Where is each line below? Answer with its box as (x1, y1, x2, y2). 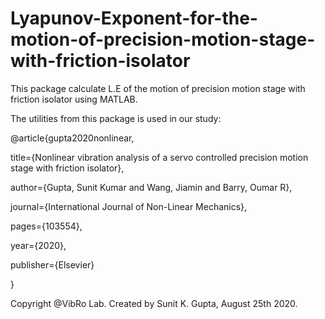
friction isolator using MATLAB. (10, 93, 138, 105)
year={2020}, (10, 239, 67, 251)
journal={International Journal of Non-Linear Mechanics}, (10, 200, 248, 212)
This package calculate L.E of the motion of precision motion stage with (10, 82, 306, 94)
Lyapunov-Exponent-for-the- (10, 7, 258, 30)
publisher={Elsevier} (10, 258, 95, 271)
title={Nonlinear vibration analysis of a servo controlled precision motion (10, 151, 309, 163)
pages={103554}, (10, 220, 83, 232)
